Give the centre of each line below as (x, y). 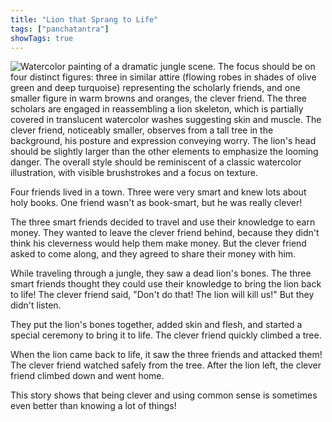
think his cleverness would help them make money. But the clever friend (158, 243)
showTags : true (42, 38)
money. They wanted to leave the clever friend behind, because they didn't (165, 233)
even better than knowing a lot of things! (93, 406)
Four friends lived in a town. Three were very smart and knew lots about (158, 192)
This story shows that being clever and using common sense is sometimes (164, 395)
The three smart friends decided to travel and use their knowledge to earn (163, 222)
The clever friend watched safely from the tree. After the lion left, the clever (166, 365)
